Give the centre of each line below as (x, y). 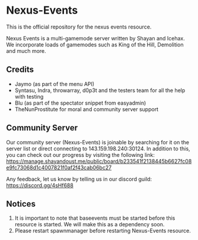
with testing (29, 96)
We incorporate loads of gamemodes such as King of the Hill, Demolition (95, 45)
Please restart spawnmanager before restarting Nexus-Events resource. (103, 231)
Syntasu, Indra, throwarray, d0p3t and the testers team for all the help (100, 90)
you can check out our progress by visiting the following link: (81, 154)
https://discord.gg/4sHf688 (40, 185)
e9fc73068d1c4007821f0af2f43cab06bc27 (59, 168)
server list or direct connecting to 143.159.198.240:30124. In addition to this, (98, 149)
